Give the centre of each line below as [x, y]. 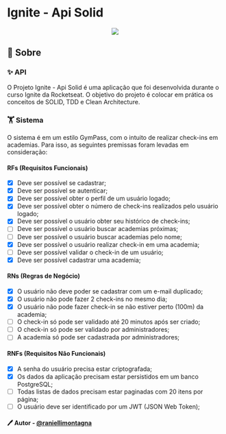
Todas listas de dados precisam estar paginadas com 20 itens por [110, 391]
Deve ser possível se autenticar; [62, 191]
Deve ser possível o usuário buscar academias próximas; [98, 229]
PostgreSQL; [35, 384]
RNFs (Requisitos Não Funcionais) [56, 353]
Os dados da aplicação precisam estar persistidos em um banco [108, 376]
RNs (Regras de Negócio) [43, 276]
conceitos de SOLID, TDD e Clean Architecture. [74, 101]
